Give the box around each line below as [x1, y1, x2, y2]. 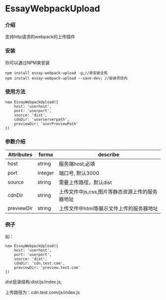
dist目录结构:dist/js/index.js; [5, 279, 62, 285]
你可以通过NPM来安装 [5, 60, 50, 65]
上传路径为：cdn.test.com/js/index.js [5, 289, 80, 295]
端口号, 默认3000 [58, 170, 100, 177]
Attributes [8, 151, 33, 158]
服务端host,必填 [58, 161, 95, 168]
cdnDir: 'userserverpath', [14, 117, 70, 122]
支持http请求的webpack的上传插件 [5, 34, 76, 40]
